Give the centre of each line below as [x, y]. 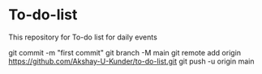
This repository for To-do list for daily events [83, 37]
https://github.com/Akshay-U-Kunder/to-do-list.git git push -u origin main [131, 61]
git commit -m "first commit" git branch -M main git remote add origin [125, 52]
